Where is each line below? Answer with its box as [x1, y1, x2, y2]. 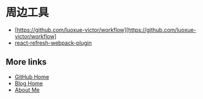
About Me [14, 86, 40, 94]
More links [6, 57, 47, 67]
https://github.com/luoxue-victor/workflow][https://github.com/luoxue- [17, 26, 197, 34]
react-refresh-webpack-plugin [14, 39, 92, 46]
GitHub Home [14, 73, 50, 80]
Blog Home [14, 79, 44, 87]
